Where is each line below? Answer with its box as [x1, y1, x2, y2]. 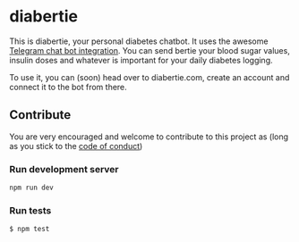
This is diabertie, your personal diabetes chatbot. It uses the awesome [9, 36, 269, 46]
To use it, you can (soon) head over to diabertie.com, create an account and [9, 71, 290, 82]
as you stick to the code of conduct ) [9, 140, 143, 151]
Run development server [9, 163, 119, 175]
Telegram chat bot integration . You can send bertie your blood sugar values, [9, 45, 291, 55]
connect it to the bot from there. [9, 81, 127, 92]
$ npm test [9, 225, 50, 234]
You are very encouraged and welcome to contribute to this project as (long [9, 131, 289, 142]
